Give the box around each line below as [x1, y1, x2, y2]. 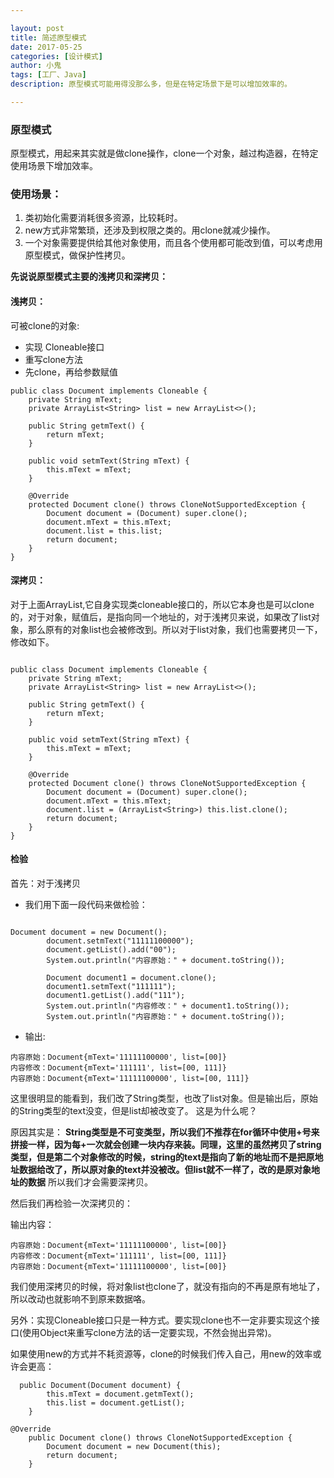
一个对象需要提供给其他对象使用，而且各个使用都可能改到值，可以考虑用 [24, 237, 323, 249]
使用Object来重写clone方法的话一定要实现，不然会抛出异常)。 [22, 1327, 277, 1339]
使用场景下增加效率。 [10, 160, 98, 172]
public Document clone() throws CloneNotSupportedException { [28, 1433, 293, 1443]
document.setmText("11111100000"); [46, 936, 195, 946]
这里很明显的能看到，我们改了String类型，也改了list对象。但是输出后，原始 [10, 1092, 318, 1105]
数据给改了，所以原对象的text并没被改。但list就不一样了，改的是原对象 [18, 1164, 312, 1176]
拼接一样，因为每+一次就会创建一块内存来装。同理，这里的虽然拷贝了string [10, 1139, 322, 1151]
